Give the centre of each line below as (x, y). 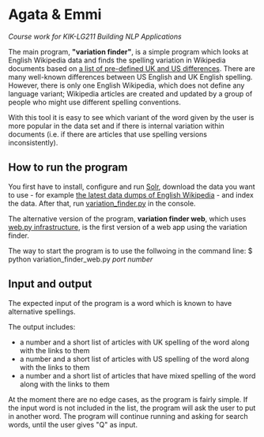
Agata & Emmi (55, 15)
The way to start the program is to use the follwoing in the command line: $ (130, 251)
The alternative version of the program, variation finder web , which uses (127, 218)
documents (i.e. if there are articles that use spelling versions (108, 134)
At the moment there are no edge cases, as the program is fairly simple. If (128, 399)
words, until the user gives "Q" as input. (73, 424)
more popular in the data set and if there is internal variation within (117, 126)
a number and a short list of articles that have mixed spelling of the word (138, 375)
